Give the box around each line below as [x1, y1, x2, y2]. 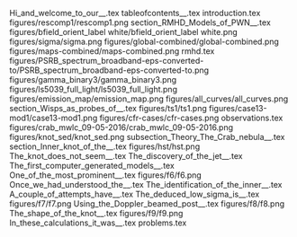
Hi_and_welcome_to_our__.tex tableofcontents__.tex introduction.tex [9, 8, 261, 18]
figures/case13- [208, 103, 267, 113]
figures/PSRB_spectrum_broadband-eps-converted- [9, 56, 204, 66]
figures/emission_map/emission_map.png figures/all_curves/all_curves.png [9, 93, 289, 104]
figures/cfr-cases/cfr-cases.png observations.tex [99, 112, 283, 123]
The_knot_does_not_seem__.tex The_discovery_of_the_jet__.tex [9, 151, 243, 161]
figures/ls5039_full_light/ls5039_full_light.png [9, 84, 178, 94]
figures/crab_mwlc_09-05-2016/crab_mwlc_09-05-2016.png [9, 122, 234, 133]
